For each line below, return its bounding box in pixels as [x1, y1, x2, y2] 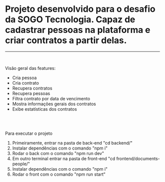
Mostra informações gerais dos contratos [12, 101, 96, 107]
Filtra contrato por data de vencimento [12, 95, 90, 101]
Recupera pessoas [12, 90, 51, 96]
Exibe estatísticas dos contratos [12, 106, 77, 112]
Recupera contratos [12, 85, 53, 91]
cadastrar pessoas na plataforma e [5, 25, 151, 35]
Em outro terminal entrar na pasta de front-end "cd [12, 155, 115, 161]
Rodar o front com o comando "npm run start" [12, 171, 106, 177]
